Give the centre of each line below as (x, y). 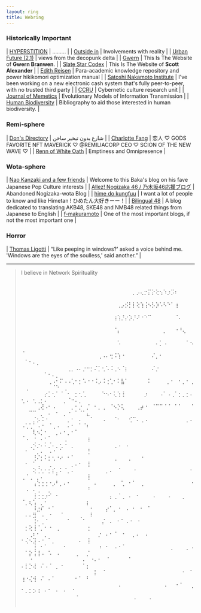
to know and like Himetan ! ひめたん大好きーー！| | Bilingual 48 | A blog (94, 201)
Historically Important (39, 38)
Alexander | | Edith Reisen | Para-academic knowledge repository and (93, 70)
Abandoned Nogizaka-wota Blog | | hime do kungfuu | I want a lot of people (100, 194)
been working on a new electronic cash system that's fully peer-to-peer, (95, 83)
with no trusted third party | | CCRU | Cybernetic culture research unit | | (95, 89)
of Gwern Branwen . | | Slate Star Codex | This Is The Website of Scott (93, 64)
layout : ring (22, 12)
